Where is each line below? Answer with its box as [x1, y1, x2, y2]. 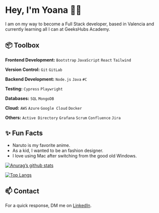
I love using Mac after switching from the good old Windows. [12, 152, 137, 158]
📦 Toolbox [5, 41, 40, 50]
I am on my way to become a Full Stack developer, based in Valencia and [5, 21, 154, 27]
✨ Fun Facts [5, 129, 43, 138]
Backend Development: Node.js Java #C [5, 76, 87, 82]
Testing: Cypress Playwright [5, 85, 63, 91]
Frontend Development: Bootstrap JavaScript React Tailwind [5, 57, 132, 63]
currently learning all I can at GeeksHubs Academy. [5, 26, 110, 32]
